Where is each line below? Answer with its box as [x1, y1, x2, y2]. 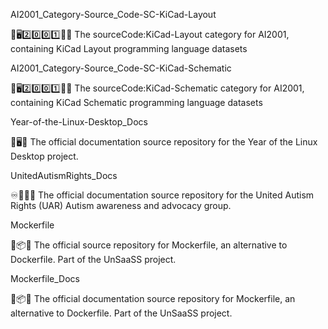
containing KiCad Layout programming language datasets [10, 43, 248, 54]
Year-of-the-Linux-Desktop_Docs [10, 116, 148, 128]
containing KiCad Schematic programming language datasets [10, 97, 263, 108]
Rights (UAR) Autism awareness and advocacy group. [10, 200, 232, 211]
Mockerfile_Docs [10, 273, 80, 284]
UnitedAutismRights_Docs [10, 170, 118, 181]
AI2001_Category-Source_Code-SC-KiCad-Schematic [10, 62, 232, 74]
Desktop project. [10, 150, 79, 162]
